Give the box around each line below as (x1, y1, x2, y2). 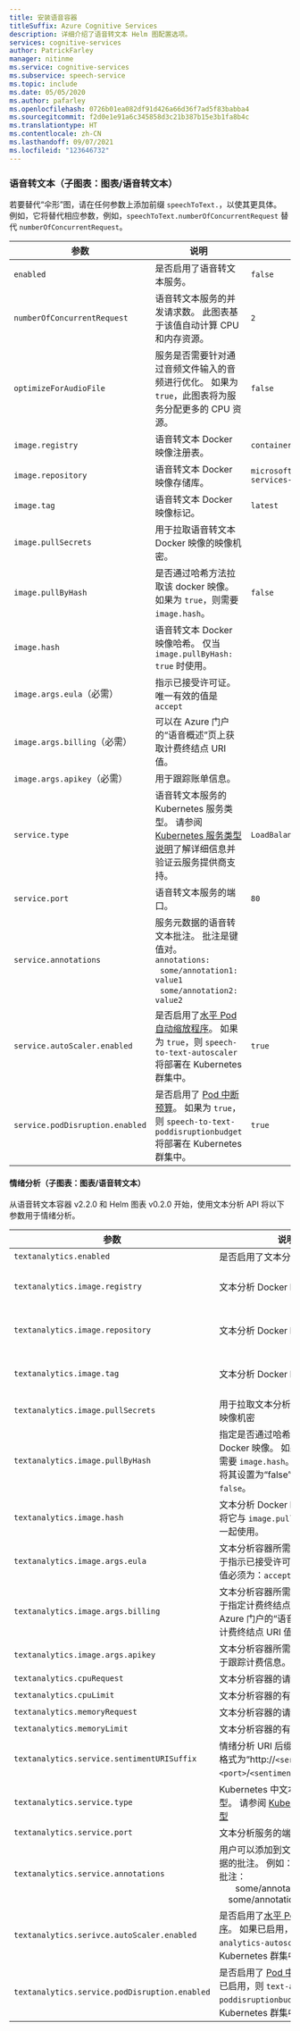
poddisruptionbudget (154, 1126, 243, 1137)
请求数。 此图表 (163, 305, 229, 318)
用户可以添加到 (218, 1843, 282, 1856)
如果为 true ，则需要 (154, 593, 239, 606)
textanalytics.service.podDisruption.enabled (13, 1987, 211, 1997)
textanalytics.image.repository (13, 1325, 152, 1335)
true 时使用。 (154, 659, 212, 672)
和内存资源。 (154, 332, 210, 345)
